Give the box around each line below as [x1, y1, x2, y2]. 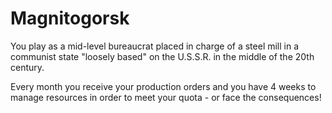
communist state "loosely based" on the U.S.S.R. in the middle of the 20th [10, 50, 315, 62]
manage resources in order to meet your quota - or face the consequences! [10, 91, 322, 103]
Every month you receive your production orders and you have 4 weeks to [10, 80, 317, 92]
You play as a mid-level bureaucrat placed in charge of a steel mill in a [10, 40, 300, 52]
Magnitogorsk [10, 7, 130, 30]
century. [10, 61, 45, 73]
